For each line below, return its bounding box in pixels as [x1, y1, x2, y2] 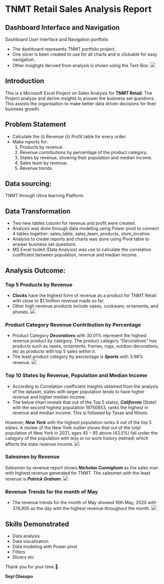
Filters [12, 549, 26, 555]
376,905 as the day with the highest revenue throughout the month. [12, 506, 151, 511]
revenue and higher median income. [12, 394, 86, 400]
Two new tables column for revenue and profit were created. [12, 220, 136, 226]
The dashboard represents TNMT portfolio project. [12, 46, 116, 52]
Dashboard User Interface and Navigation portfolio [5, 36, 109, 42]
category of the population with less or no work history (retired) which [5, 435, 149, 441]
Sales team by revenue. [19, 160, 68, 166]
